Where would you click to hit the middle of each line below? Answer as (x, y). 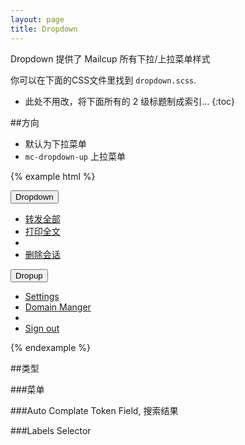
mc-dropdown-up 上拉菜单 (75, 156)
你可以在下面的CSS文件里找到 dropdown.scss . (103, 80)
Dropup (29, 275)
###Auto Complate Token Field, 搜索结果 (94, 410)
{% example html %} (53, 176)
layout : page (37, 19)
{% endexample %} (51, 347)
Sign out (42, 328)
